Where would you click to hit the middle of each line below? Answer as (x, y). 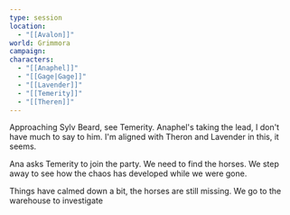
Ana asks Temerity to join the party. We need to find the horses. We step (145, 164)
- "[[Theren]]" (46, 102)
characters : (32, 60)
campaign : (28, 51)
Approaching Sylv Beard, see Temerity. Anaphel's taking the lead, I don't (145, 127)
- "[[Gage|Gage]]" (52, 77)
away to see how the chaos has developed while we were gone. (128, 173)
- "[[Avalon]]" (46, 34)
